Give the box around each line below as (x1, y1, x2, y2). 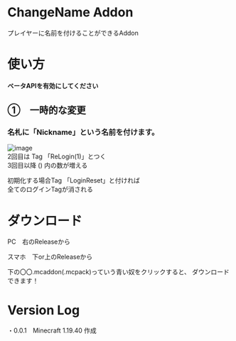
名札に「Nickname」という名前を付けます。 (7, 127, 159, 137)
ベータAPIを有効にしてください (7, 81, 99, 90)
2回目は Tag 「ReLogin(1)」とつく (7, 152, 107, 161)
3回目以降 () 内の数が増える (7, 161, 88, 170)
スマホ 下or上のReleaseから (7, 253, 93, 261)
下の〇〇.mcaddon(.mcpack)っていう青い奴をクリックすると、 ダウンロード (7, 268, 230, 276)
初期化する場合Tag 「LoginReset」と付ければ (7, 176, 141, 185)
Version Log (7, 302, 80, 318)
